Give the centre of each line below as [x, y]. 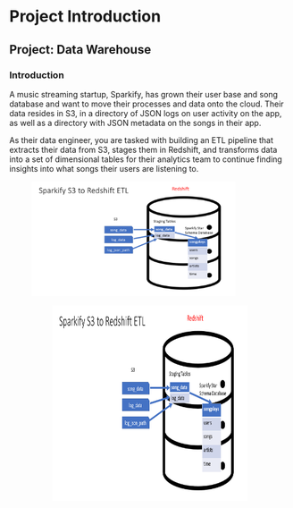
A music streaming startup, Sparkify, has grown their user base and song [144, 94]
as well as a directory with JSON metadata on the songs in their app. [135, 123]
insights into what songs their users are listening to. [104, 168]
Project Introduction [85, 17]
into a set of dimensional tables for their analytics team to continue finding [146, 159]
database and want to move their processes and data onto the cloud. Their [146, 104]
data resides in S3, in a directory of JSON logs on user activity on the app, [146, 113]
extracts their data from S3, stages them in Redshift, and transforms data [143, 149]
